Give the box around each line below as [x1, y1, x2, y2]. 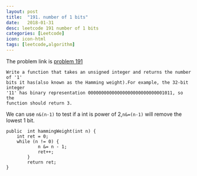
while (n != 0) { [17, 138, 60, 145]
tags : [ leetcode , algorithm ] [6, 42, 75, 48]
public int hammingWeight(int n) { [6, 128, 96, 134]
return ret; [27, 159, 57, 165]
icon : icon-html [6, 36, 46, 42]
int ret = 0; [17, 133, 49, 139]
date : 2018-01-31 [6, 19, 54, 25]
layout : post [6, 8, 38, 15]
